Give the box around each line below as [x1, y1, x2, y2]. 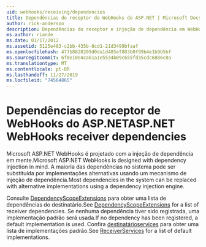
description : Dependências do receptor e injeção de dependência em [6, 26, 185, 32]
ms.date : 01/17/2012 [6, 37, 59, 44]
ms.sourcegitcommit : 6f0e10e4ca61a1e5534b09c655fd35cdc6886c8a [6, 55, 172, 61]
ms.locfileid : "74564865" [6, 77, 72, 83]
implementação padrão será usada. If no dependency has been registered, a [6, 214, 198, 221]
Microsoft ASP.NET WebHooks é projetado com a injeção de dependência [6, 150, 194, 158]
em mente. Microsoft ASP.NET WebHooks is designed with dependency [6, 157, 187, 164]
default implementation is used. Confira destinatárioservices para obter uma [6, 221, 199, 228]
